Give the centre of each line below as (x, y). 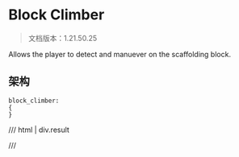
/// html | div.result (39, 130)
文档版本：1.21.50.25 (63, 38)
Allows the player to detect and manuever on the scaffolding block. (120, 54)
